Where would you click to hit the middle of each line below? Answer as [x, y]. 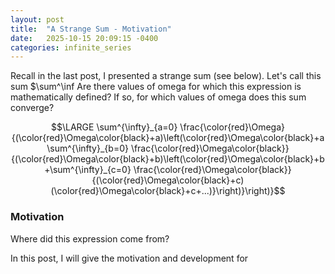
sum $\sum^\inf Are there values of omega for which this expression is [156, 87]
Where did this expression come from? [90, 238]
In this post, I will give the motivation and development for [129, 258]
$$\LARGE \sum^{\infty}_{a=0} [114, 127]
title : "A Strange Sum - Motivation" [91, 29]
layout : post [37, 19]
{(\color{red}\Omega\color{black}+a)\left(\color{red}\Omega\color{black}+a [168, 138]
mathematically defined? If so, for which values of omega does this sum [158, 97]
